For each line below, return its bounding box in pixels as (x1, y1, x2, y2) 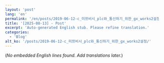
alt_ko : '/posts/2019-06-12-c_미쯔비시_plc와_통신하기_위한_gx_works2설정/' (5, 39, 151, 44)
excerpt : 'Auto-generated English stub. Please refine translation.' (5, 25, 150, 30)
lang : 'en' (5, 12, 27, 17)
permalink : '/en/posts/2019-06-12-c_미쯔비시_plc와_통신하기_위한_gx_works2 (5, 16, 154, 21)
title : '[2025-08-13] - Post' (5, 21, 67, 26)
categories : (5, 30, 29, 35)
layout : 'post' (5, 7, 36, 12)
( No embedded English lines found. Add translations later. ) (5, 52, 123, 58)
